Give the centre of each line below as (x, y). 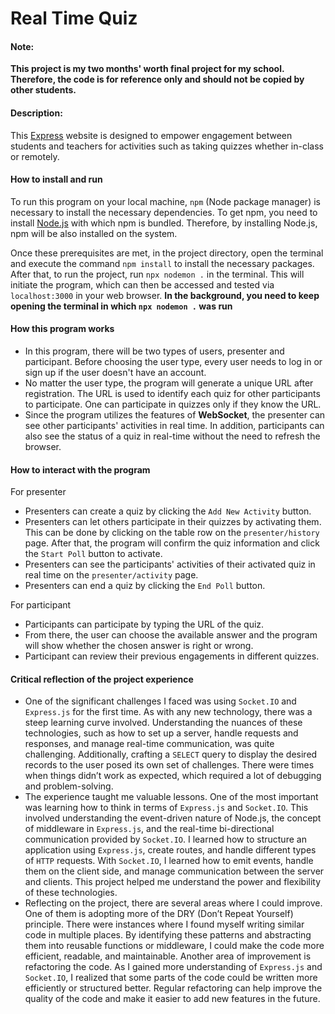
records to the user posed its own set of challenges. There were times (169, 765)
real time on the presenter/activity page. (111, 575)
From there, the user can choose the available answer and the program (171, 635)
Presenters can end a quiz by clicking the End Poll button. (145, 586)
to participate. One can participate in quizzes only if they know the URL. (173, 404)
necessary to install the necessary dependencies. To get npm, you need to (164, 212)
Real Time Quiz (74, 18)
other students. (43, 90)
